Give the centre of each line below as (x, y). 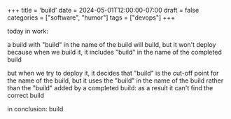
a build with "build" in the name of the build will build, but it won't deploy (112, 44)
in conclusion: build (35, 109)
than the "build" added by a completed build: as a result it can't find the (110, 88)
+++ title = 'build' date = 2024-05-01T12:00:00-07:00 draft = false (103, 10)
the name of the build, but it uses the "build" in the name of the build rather (115, 80)
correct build (26, 95)
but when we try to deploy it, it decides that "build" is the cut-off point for (113, 73)
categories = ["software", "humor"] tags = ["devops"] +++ (91, 17)
